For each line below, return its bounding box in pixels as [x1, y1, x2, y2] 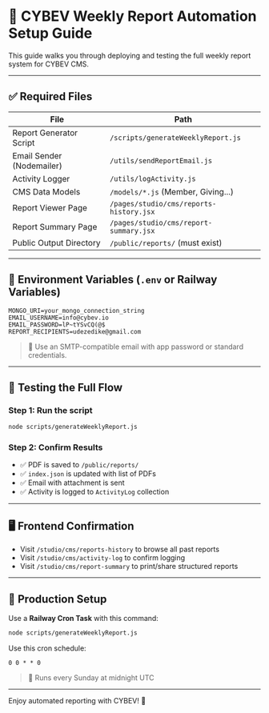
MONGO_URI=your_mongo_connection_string [8, 306, 146, 314]
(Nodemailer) [12, 160, 62, 171]
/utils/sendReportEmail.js [109, 156, 213, 165]
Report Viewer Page [12, 202, 88, 213]
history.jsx [109, 207, 155, 216]
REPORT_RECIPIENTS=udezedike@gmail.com [8, 327, 142, 335]
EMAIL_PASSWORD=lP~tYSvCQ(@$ [8, 320, 106, 329]
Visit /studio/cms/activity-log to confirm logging [19, 553, 186, 563]
